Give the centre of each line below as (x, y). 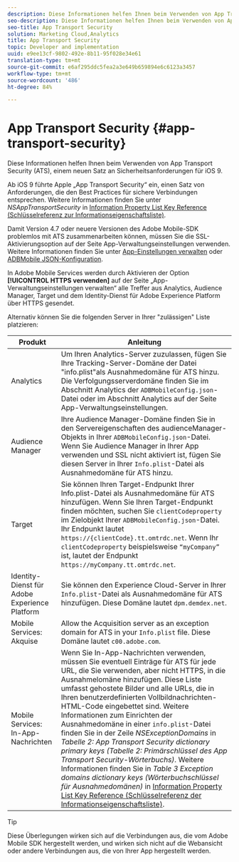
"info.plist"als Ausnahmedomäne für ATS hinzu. (140, 372)
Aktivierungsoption (35, 244)
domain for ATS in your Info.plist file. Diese (136, 632)
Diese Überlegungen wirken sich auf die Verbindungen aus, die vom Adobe (118, 836)
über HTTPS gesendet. (41, 303)
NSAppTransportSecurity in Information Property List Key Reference (107, 207)
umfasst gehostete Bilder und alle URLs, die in (138, 689)
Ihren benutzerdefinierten (103, 697)
